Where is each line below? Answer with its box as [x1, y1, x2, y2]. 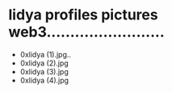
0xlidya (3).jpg [19, 66, 69, 76]
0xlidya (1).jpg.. [19, 49, 71, 59]
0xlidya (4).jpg [19, 75, 69, 85]
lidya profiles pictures [8, 6, 159, 24]
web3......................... [8, 23, 166, 41]
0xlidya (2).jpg [19, 58, 69, 68]
